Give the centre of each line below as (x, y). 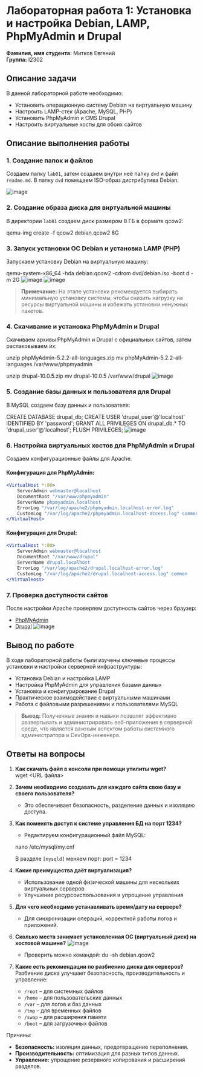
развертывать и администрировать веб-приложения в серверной (106, 722)
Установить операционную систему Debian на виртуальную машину (103, 105)
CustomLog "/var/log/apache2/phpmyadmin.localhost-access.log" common (108, 513)
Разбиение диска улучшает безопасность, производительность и (100, 973)
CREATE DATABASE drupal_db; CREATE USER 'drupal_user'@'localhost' (96, 416)
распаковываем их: (32, 346)
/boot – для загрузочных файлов (66, 1023)
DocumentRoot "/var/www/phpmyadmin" (63, 496)
